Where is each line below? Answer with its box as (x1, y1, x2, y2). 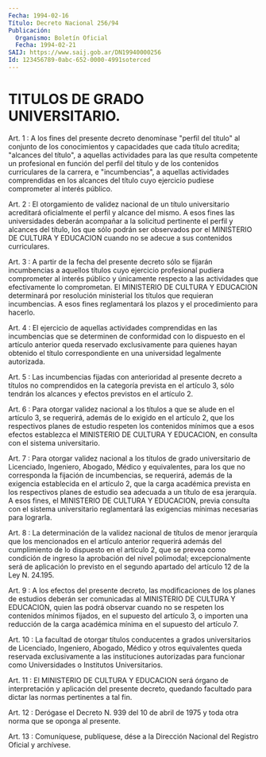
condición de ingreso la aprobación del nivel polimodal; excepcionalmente (8, 553, 251, 562)
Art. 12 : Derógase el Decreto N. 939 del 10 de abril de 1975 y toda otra (8, 708, 239, 717)
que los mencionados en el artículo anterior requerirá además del (8, 536, 222, 546)
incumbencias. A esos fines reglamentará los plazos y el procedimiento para (8, 299, 258, 308)
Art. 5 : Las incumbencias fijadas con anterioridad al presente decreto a (8, 372, 242, 381)
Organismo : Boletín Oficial (15, 33, 109, 42)
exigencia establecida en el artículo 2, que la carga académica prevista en (8, 478, 251, 489)
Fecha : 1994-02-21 (15, 41, 77, 49)
